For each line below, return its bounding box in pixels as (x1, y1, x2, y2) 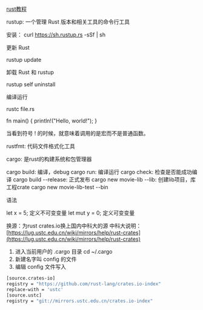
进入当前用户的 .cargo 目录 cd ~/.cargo (15, 248, 113, 255)
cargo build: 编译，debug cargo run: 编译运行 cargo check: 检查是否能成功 (6, 169, 192, 175)
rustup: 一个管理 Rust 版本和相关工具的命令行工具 (6, 18, 130, 25)
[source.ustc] (6, 292, 42, 298)
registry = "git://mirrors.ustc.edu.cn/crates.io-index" (6, 298, 153, 304)
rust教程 (6, 5, 27, 12)
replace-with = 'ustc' (6, 286, 64, 292)
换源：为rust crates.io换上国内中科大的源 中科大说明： (6, 222, 142, 229)
